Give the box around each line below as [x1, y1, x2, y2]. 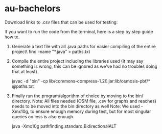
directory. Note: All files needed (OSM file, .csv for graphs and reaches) [11, 98, 157, 104]
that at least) [11, 68, 38, 74]
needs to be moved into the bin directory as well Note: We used [11, 103, 140, 109]
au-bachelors [4, 3, 61, 14]
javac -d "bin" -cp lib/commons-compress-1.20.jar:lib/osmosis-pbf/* [11, 78, 150, 84]
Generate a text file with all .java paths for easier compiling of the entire [11, 43, 156, 49]
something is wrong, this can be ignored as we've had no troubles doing [11, 63, 158, 69]
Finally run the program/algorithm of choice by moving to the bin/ [11, 93, 144, 99]
